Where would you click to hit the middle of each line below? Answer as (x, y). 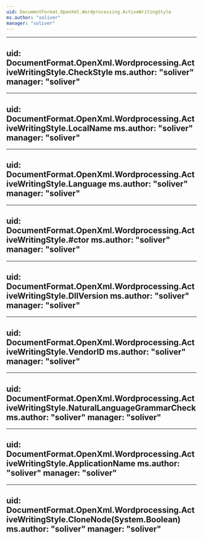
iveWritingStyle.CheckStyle (60, 72)
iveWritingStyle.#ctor (48, 240)
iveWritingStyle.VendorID (56, 352)
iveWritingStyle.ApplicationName (71, 464)
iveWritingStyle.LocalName (59, 128)
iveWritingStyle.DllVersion (57, 296)
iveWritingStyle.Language (56, 184)
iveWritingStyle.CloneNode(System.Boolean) (94, 520)
